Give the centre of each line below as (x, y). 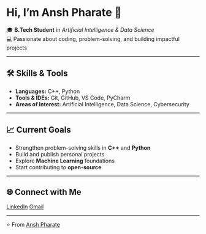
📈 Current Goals (39, 130)
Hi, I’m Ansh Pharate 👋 (64, 13)
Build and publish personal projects (60, 154)
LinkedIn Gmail (25, 207)
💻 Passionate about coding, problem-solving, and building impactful (93, 38)
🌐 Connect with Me (44, 192)
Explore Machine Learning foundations (65, 161)
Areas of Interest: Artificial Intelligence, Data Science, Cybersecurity (102, 104)
